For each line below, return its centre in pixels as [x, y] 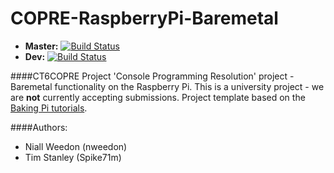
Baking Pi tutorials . [49, 108]
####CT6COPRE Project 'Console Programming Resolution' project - [152, 76]
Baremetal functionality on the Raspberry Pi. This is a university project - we [167, 86]
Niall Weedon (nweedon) [76, 146]
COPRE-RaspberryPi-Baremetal [144, 18]
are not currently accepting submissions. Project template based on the [158, 97]
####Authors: [39, 127]
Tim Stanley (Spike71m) [73, 157]
